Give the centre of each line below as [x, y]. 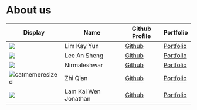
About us [29, 10]
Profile [141, 36]
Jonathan [77, 98]
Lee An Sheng [84, 55]
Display [34, 32]
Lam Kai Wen [82, 91]
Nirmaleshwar [84, 65]
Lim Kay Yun [81, 46]
